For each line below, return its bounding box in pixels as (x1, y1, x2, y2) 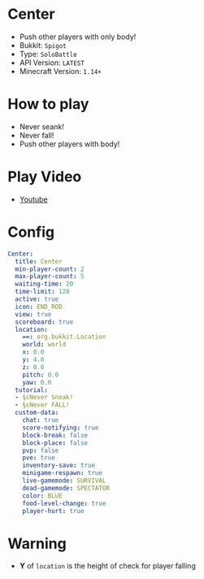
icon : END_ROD (15, 303, 63, 311)
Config (7, 223, 54, 241)
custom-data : (15, 408, 59, 417)
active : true (15, 295, 59, 303)
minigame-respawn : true (22, 469, 103, 477)
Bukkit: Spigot (19, 40, 67, 50)
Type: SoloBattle (19, 49, 78, 59)
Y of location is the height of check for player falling (19, 561, 196, 571)
